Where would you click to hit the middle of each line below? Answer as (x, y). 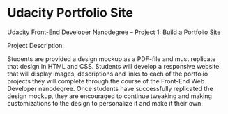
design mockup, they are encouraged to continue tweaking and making (110, 96)
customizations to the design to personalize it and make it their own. (105, 103)
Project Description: (36, 45)
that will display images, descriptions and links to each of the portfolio (108, 74)
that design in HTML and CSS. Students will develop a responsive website (113, 66)
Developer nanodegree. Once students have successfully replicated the (111, 88)
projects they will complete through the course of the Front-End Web (106, 81)
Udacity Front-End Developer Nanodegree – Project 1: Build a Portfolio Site (114, 32)
